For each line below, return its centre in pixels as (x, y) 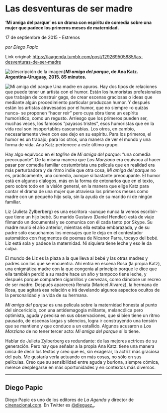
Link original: (18, 56)
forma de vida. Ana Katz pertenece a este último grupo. (62, 144)
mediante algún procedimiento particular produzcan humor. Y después (78, 102)
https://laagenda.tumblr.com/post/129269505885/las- (87, 56)
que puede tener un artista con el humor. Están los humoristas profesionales (83, 92)
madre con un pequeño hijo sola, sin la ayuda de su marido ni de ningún (79, 197)
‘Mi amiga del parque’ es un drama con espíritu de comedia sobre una (79, 22)
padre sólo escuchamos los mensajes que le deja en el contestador (74, 232)
